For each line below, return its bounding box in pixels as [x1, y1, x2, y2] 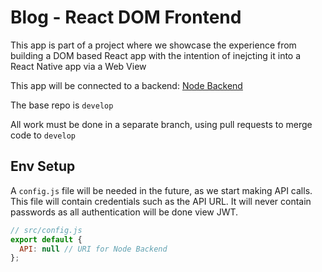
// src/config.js [10, 225, 83, 235]
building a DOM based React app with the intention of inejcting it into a [10, 49, 302, 61]
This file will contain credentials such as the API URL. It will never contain [10, 195, 312, 207]
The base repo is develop [10, 99, 114, 111]
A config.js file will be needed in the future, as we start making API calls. [10, 184, 313, 196]
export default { [10, 234, 83, 245]
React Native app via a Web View [10, 60, 147, 72]
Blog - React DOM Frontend [10, 6, 242, 29]
